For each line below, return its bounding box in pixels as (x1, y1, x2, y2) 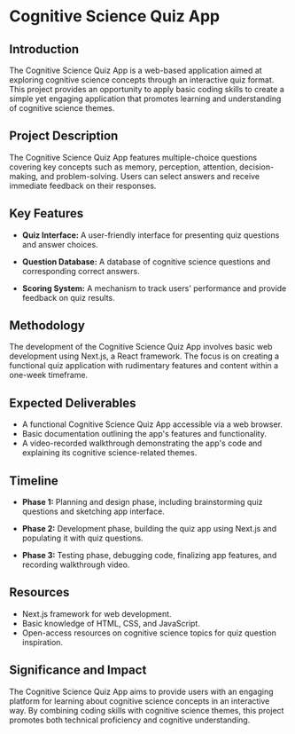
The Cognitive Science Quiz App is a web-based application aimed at (9, 65, 263, 75)
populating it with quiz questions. (21, 533, 144, 543)
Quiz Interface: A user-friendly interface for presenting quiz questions (21, 229, 280, 241)
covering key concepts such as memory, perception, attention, (9, 162, 237, 172)
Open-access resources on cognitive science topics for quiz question (21, 627, 277, 638)
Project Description (9, 129, 119, 144)
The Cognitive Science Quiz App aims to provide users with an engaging (9, 686, 274, 697)
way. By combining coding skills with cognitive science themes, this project (9, 705, 284, 715)
